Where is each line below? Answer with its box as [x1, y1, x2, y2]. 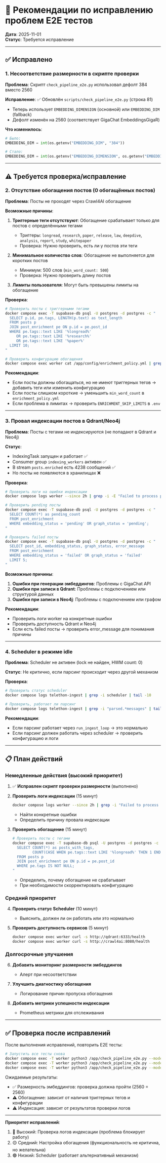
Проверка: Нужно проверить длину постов [19, 272, 111, 278]
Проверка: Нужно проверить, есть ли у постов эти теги [19, 242, 137, 248]
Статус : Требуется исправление [5, 37, 74, 42]
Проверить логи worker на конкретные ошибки [12, 615, 112, 621]
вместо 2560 [5, 86, 33, 93]
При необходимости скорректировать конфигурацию [19, 882, 133, 888]
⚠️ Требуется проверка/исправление [5, 172, 126, 181]
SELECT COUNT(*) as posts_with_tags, [17, 845, 95, 850]
